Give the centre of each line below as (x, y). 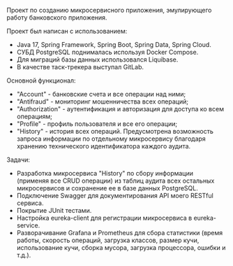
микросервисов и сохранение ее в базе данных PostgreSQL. (107, 188)
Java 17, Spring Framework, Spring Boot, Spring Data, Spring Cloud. (114, 44)
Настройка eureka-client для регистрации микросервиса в (104, 218)
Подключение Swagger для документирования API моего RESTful (115, 196)
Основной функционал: (41, 80)
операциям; (35, 116)
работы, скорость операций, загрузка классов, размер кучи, (108, 240)
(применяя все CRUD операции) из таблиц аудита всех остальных (115, 181)
